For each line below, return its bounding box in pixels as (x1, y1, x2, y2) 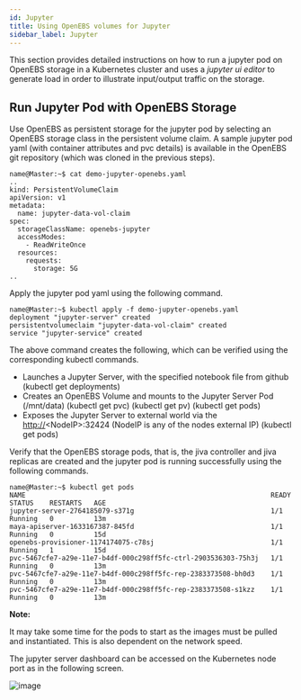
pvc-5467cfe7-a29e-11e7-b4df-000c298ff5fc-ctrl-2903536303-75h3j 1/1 (9, 554, 283, 563)
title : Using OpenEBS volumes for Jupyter (9, 22, 171, 31)
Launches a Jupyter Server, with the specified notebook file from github (22, 372, 289, 382)
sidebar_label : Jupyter (9, 30, 99, 39)
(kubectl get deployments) (22, 381, 121, 392)
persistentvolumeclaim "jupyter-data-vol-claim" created (9, 321, 227, 330)
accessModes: (17, 233, 66, 242)
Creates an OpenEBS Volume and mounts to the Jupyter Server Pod (22, 390, 274, 401)
